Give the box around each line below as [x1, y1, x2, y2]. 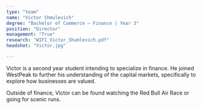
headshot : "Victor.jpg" [6, 43, 67, 49]
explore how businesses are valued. [6, 77, 96, 85]
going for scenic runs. [6, 95, 61, 103]
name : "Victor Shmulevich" [6, 15, 74, 21]
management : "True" [6, 31, 56, 38]
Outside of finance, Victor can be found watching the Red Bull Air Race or [6, 89, 189, 96]
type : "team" [6, 8, 39, 15]
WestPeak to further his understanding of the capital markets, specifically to [6, 71, 197, 78]
